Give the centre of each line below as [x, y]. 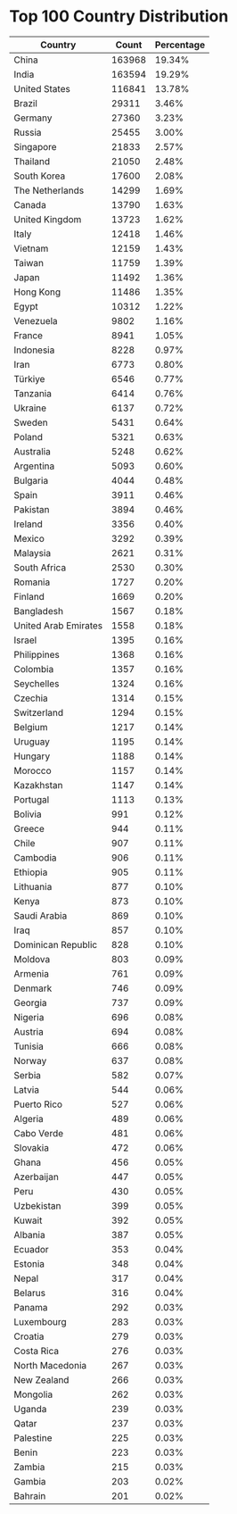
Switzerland [39, 712]
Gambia [30, 1481]
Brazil [26, 103]
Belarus [30, 1293]
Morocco [33, 770]
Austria [29, 1031]
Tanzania [33, 393]
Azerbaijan [37, 1177]
